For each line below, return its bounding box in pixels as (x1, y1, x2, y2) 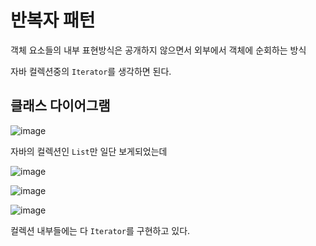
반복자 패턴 (10, 9, 96, 32)
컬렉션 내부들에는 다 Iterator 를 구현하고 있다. (10, 224, 191, 236)
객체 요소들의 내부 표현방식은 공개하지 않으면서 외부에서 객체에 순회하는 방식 (10, 44, 307, 56)
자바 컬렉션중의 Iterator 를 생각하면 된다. (10, 65, 172, 77)
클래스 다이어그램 (10, 97, 111, 115)
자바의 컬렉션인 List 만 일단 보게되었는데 (10, 145, 168, 157)
